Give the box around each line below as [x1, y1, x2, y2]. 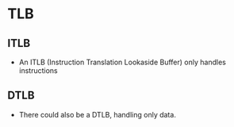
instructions [18, 66, 59, 75]
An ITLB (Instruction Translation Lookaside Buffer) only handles [18, 57, 227, 67]
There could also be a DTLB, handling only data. [18, 110, 176, 119]
